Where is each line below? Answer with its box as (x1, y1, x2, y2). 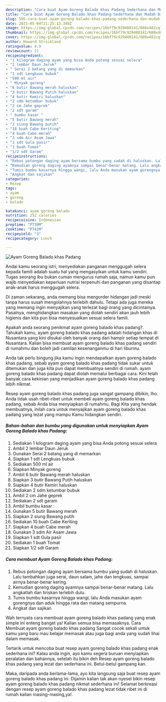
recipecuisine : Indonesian (5, 218, 61, 223)
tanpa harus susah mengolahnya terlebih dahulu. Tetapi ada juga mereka (5, 299, 153, 305)
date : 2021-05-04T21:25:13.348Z (5, 21, 72, 26)
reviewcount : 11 (5, 48, 39, 53)
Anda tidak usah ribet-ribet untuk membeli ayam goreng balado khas (5, 396, 145, 401)
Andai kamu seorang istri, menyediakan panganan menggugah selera (5, 263, 147, 269)
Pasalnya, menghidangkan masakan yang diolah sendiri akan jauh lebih (5, 309, 150, 315)
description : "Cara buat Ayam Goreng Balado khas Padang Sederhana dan (5, 7, 156, 12)
